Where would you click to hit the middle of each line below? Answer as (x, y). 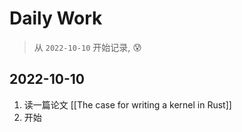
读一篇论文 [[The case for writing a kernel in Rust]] (127, 104)
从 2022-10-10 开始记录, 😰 (87, 47)
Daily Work (56, 18)
